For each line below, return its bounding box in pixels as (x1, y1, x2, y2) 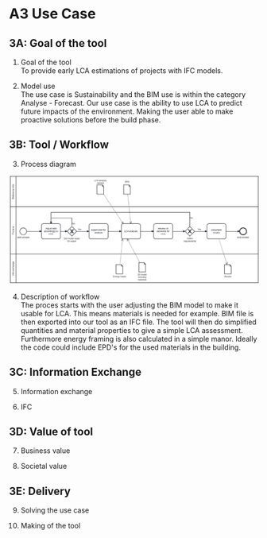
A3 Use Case (9, 5, 96, 23)
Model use (20, 81, 56, 91)
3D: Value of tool (9, 425, 94, 439)
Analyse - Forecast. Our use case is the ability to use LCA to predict (20, 99, 243, 107)
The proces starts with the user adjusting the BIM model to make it (20, 300, 239, 310)
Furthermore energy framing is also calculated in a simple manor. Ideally (20, 334, 257, 343)
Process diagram (20, 159, 76, 168)
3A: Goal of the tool (9, 37, 107, 50)
